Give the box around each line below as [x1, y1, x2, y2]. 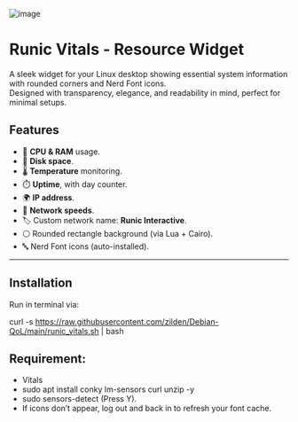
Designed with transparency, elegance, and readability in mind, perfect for [9, 87, 281, 98]
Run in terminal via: [9, 299, 80, 309]
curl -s [9, 316, 34, 327]
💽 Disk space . [21, 155, 74, 166]
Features [9, 122, 59, 137]
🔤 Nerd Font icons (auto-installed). [21, 240, 149, 252]
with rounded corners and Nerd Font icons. [9, 78, 167, 89]
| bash [100, 325, 124, 336]
